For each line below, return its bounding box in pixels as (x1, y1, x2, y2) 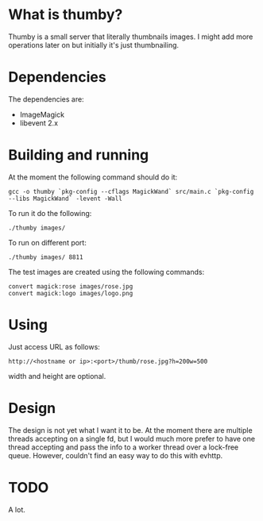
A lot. (8, 504, 25, 514)
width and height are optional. (8, 371, 106, 380)
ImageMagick (19, 110, 65, 119)
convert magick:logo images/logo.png (8, 289, 133, 297)
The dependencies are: (8, 94, 85, 104)
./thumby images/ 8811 (8, 253, 83, 261)
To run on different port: (8, 237, 87, 247)
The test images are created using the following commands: (8, 267, 205, 276)
